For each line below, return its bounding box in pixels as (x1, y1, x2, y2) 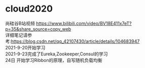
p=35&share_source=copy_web (5, 26, 71, 32)
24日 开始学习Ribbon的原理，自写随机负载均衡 (5, 57, 102, 63)
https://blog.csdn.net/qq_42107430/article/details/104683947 (11, 38, 140, 44)
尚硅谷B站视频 (5, 20, 35, 26)
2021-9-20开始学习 (5, 44, 46, 50)
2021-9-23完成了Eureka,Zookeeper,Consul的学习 (5, 51, 108, 57)
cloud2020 (5, 3, 53, 15)
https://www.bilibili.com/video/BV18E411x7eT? (36, 20, 132, 26)
